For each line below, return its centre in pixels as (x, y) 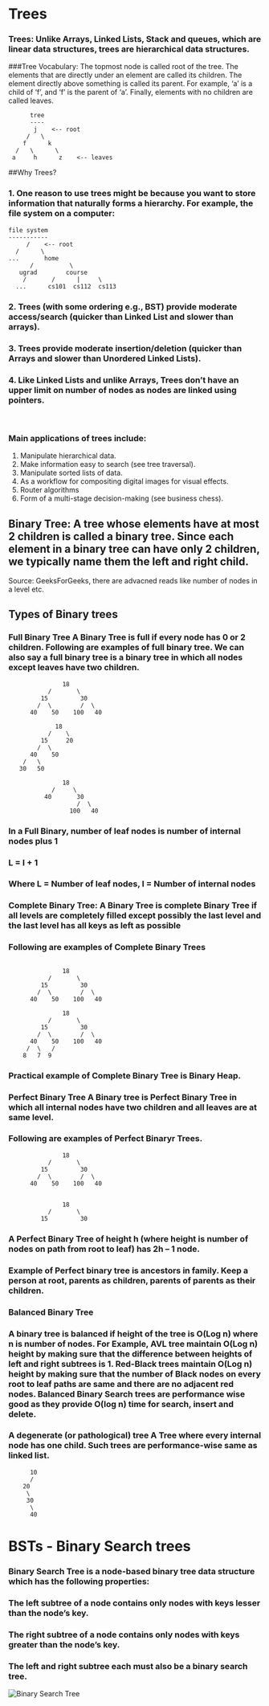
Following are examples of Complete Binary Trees (107, 947)
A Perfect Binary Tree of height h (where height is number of (128, 1238)
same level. (31, 1117)
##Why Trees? (33, 173)
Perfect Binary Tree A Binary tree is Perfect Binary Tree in (122, 1097)
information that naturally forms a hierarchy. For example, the (131, 203)
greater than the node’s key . (64, 1644)
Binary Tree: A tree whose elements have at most (134, 524)
